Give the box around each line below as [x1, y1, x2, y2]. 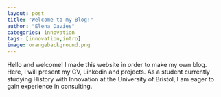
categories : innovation [7, 29, 75, 36]
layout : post [7, 10, 45, 17]
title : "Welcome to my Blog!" [7, 16, 94, 23]
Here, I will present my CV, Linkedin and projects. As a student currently [7, 68, 211, 76]
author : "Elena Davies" [7, 23, 75, 29]
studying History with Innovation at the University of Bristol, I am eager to [7, 75, 215, 83]
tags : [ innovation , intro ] [7, 36, 81, 42]
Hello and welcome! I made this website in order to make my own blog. [7, 61, 207, 68]
